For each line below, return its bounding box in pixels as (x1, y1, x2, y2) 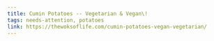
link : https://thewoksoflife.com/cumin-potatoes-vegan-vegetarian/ (7, 23, 208, 30)
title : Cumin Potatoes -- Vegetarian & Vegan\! (7, 10, 148, 17)
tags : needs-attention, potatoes (7, 17, 105, 24)
